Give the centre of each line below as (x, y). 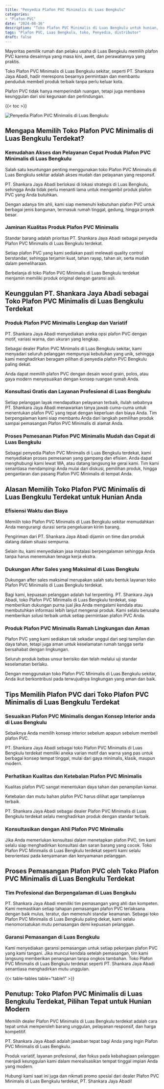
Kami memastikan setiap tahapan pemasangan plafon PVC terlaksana (75, 909)
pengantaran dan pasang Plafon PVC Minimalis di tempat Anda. (69, 474)
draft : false (18, 37)
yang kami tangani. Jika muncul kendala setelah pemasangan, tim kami (77, 953)
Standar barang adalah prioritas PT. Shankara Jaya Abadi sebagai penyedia (81, 238)
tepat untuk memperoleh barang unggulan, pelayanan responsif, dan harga (81, 1026)
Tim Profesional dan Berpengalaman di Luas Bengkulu (71, 893)
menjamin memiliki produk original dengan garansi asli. (60, 278)
